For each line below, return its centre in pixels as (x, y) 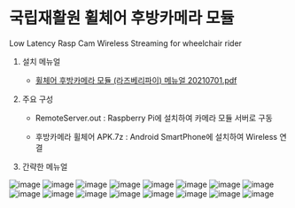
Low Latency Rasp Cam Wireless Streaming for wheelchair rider (125, 43)
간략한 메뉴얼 (45, 166)
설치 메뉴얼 (41, 61)
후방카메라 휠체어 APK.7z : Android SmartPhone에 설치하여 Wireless (156, 136)
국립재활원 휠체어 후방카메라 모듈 (122, 18)
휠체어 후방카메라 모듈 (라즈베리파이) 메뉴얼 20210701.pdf (136, 80)
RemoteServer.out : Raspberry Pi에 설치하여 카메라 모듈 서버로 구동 (154, 118)
